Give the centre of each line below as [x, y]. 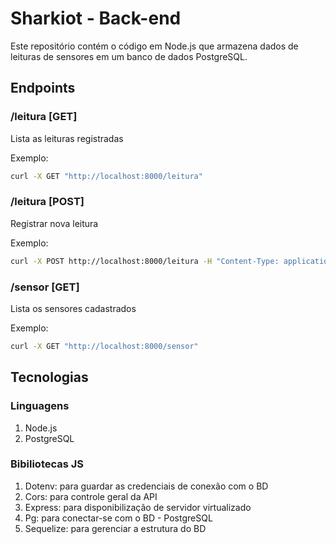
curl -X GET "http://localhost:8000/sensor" [104, 346]
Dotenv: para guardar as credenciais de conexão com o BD [146, 486]
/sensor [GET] [45, 287]
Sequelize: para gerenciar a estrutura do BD [115, 528]
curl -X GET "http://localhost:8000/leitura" [106, 176]
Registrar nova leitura [54, 223]
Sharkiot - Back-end [96, 18]
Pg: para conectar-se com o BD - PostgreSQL [118, 518]
